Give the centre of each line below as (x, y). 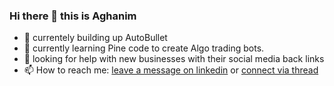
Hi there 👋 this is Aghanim (73, 16)
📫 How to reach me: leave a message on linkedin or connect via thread (171, 70)
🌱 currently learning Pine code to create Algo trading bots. (144, 48)
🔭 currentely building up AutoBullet (95, 38)
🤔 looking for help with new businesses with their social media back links (174, 59)
